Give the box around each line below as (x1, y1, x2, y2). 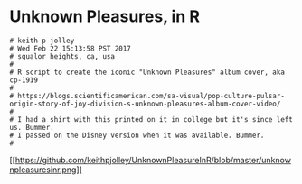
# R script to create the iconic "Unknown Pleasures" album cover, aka (9, 68, 285, 77)
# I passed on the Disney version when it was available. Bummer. (9, 131, 265, 140)
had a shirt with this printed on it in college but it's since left (25, 115, 294, 124)
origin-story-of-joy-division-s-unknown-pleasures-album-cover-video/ (9, 99, 281, 108)
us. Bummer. (9, 123, 54, 132)
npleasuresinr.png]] (9, 164, 83, 175)
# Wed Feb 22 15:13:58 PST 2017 (9, 43, 131, 53)
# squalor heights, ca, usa (9, 51, 116, 60)
